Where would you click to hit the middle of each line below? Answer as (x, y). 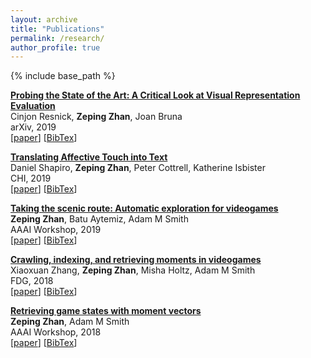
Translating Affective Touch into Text (89, 157)
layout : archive (44, 19)
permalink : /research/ (57, 38)
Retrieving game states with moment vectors (106, 311)
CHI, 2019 (31, 178)
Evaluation (33, 106)
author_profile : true (55, 47)
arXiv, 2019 (33, 127)
